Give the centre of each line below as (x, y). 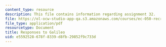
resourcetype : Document (30, 28)
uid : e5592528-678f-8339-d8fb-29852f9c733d (51, 37)
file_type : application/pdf (34, 23)
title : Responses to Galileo (35, 32)
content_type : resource (30, 10)
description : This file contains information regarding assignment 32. (80, 14)
